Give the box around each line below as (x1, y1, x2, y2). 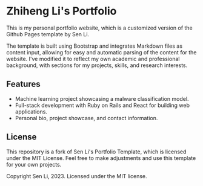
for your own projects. (6, 161, 62, 168)
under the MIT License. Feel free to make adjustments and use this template (6, 154, 196, 161)
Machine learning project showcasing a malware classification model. (15, 95, 189, 102)
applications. (15, 107, 47, 115)
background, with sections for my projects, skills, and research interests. (6, 62, 188, 69)
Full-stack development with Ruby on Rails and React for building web (15, 101, 190, 109)
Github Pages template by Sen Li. (6, 30, 90, 37)
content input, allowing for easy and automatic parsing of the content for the (6, 48, 197, 56)
